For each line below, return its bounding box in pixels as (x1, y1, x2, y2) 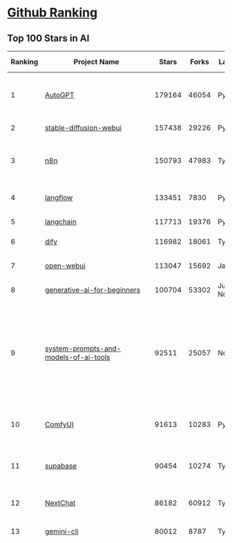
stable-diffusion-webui (44, 123, 122, 132)
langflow (44, 193, 73, 202)
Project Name (73, 57, 119, 66)
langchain (44, 217, 77, 226)
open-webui (44, 261, 86, 270)
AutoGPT (44, 90, 75, 99)
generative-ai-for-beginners (44, 285, 140, 295)
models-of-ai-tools (44, 353, 110, 362)
